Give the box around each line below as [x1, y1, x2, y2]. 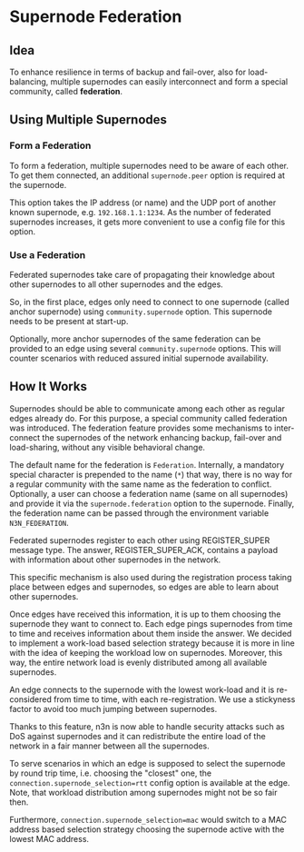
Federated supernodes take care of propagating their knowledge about [9, 269, 275, 280]
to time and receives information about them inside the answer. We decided [9, 628, 292, 639]
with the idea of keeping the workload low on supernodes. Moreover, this [9, 647, 283, 658]
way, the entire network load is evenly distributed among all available [9, 657, 268, 668]
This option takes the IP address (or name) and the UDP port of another [9, 197, 277, 208]
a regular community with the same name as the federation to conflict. [9, 479, 272, 490]
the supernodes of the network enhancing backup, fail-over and [42, 431, 282, 442]
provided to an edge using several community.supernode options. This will [9, 342, 281, 353]
